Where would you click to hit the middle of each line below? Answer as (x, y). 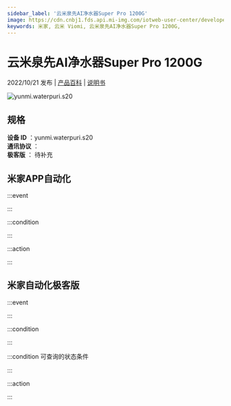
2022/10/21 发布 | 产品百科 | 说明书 (56, 82)
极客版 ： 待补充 (30, 155)
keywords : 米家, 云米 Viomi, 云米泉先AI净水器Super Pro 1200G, (94, 26)
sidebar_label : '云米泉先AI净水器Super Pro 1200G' (77, 13)
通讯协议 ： (23, 146)
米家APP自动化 (39, 178)
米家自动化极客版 (43, 285)
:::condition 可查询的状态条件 (48, 356)
